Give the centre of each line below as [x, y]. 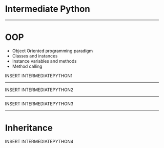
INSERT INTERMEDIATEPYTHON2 [39, 90]
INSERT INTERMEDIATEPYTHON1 [39, 75]
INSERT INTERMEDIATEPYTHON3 [39, 104]
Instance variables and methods [44, 61]
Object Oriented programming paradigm [52, 51]
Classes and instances [35, 56]
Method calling [27, 66]
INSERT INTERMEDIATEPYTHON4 [39, 141]
